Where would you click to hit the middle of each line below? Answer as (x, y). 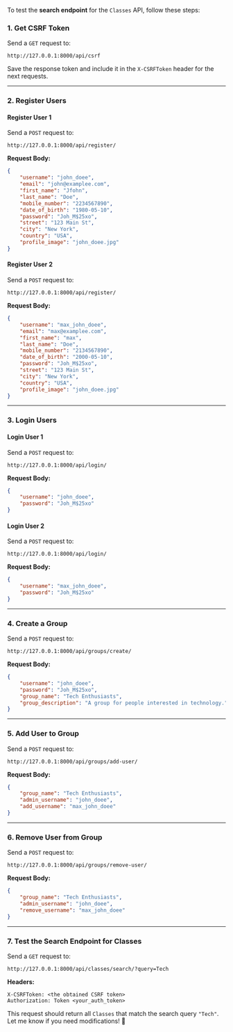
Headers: (21, 982)
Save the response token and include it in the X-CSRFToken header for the (111, 69)
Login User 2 (26, 526)
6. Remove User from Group (55, 837)
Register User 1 (29, 117)
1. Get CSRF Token (38, 28)
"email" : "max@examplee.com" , (63, 331)
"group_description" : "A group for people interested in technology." (124, 703)
